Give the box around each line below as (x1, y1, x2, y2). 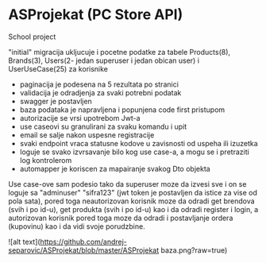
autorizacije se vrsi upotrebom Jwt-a (19, 113, 141, 122)
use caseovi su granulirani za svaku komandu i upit (19, 122, 187, 131)
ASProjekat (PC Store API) (8, 6, 183, 24)
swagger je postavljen (19, 96, 93, 106)
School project (8, 32, 56, 41)
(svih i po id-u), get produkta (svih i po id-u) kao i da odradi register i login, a (8, 204, 259, 214)
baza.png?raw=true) (160, 245, 228, 255)
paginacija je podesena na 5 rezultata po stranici (19, 79, 179, 89)
